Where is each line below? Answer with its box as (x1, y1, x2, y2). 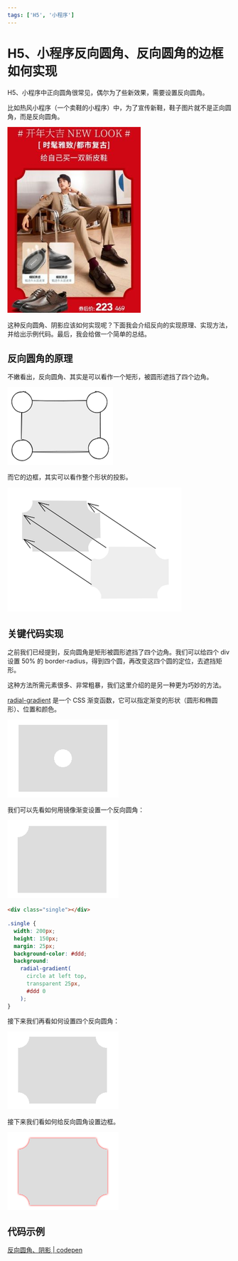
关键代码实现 (7, 627, 64, 639)
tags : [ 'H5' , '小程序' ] (7, 11, 75, 19)
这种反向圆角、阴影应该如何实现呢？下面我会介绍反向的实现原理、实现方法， (7, 321, 232, 329)
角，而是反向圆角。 (7, 112, 64, 120)
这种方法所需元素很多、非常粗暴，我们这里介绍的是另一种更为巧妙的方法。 (7, 681, 225, 689)
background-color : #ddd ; (13, 950, 87, 957)
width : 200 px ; (13, 927, 55, 935)
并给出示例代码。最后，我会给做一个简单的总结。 (7, 329, 151, 338)
